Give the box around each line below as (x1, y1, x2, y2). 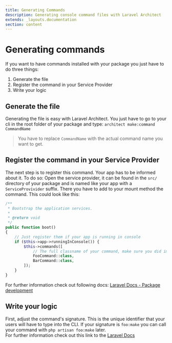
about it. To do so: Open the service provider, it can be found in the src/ (5, 175, 157, 181)
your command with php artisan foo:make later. (5, 327, 106, 333)
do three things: (5, 66, 39, 72)
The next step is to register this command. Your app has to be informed (5, 169, 156, 175)
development (5, 287, 33, 293)
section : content (5, 22, 42, 27)
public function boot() (5, 225, 56, 230)
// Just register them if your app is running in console (14, 234, 141, 239)
